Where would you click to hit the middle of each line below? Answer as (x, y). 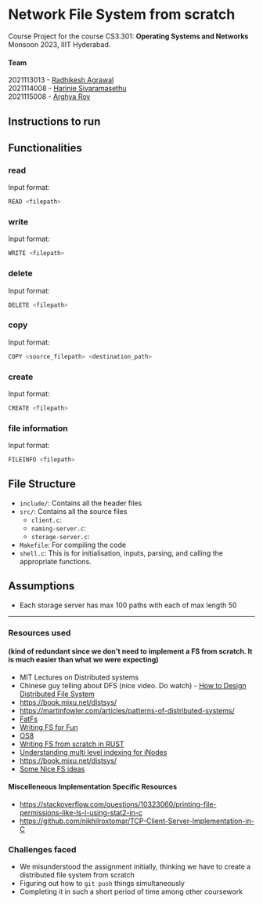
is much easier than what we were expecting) (83, 660)
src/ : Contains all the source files (73, 511)
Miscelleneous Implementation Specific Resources (93, 787)
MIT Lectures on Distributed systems (79, 677)
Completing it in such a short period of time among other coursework (131, 891)
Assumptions (41, 586)
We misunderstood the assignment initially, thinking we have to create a (135, 867)
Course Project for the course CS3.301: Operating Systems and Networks (128, 36)
